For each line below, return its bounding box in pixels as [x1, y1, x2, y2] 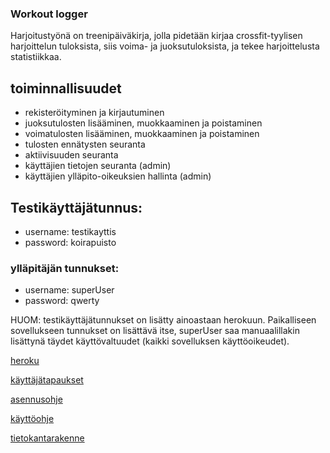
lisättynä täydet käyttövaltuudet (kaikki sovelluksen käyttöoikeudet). [10, 335, 290, 347]
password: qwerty [24, 295, 100, 307]
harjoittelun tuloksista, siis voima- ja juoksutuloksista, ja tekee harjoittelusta [10, 40, 320, 52]
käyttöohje [10, 413, 55, 425]
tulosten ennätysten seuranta [24, 138, 146, 151]
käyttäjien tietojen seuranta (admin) [24, 160, 172, 172]
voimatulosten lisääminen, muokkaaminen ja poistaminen [24, 128, 260, 140]
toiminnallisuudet [10, 80, 122, 97]
